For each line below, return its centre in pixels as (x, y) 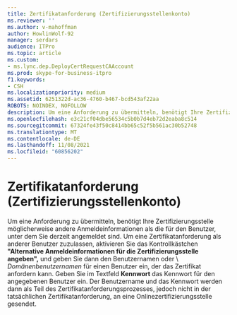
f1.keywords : (26, 79)
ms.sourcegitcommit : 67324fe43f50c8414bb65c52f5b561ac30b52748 (102, 125)
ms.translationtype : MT (42, 132)
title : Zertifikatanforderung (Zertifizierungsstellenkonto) (99, 14)
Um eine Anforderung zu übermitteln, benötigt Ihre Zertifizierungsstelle (110, 221)
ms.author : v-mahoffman (42, 27)
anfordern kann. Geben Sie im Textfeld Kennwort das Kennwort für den (111, 273)
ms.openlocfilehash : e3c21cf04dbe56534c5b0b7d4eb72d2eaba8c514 (102, 119)
